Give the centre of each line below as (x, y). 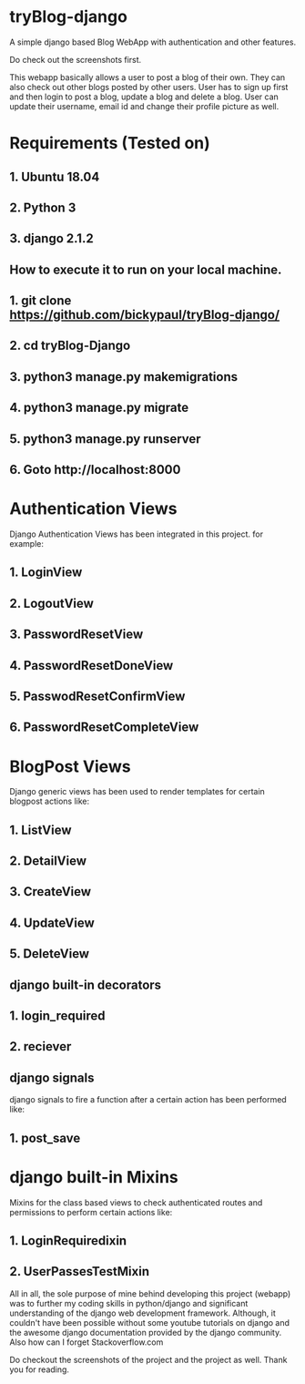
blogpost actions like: (49, 801)
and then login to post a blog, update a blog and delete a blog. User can (144, 97)
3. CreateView (51, 892)
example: (26, 543)
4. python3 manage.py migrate (99, 408)
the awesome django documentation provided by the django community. (146, 1332)
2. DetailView (48, 861)
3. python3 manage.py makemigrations (124, 377)
